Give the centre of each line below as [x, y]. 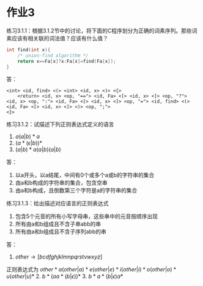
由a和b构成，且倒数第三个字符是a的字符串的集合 [76, 191]
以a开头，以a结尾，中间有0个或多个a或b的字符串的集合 [85, 175]
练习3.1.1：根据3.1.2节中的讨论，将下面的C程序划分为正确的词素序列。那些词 [102, 31]
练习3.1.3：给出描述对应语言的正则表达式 [57, 204]
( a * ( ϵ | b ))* [29, 143]
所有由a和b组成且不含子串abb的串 [58, 224]
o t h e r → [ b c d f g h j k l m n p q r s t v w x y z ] [59, 257]
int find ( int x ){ [28, 50]
